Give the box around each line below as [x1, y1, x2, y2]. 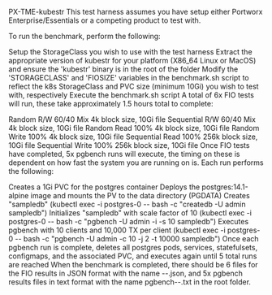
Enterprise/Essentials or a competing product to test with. [8, 15, 201, 25]
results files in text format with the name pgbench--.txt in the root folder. [8, 277, 252, 287]
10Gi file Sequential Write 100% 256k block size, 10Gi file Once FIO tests [8, 141, 250, 150]
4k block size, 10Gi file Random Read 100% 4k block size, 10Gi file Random [8, 124, 260, 132]
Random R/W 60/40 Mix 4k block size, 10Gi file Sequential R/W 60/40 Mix [8, 115, 256, 124]
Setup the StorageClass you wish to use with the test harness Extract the [8, 47, 253, 56]
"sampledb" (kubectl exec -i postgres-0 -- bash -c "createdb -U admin [8, 199, 246, 209]
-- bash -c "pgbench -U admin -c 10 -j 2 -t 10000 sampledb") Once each [15, 234, 259, 243]
